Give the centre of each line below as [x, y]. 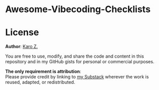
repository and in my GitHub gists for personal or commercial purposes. [80, 62]
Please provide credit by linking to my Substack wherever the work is [77, 77]
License [22, 33]
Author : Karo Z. [21, 47]
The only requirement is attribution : [43, 71]
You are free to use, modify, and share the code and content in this [75, 56]
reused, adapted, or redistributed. [40, 82]
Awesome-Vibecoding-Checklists [78, 9]
